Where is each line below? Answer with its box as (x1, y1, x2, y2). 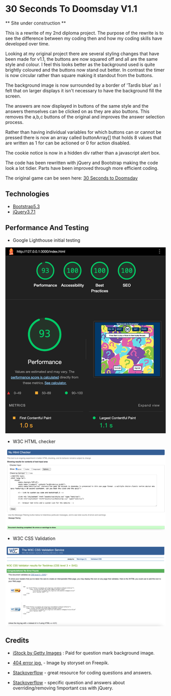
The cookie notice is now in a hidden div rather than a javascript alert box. (5, 150, 160, 156)
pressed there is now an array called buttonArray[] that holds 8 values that (5, 134, 162, 140)
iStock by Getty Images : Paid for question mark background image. (12, 650, 155, 656)
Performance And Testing (5, 223, 89, 232)
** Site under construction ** (5, 20, 66, 26)
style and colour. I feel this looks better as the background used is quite (5, 61, 155, 67)
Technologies (5, 190, 50, 198)
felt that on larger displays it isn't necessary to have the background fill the (5, 87, 162, 93)
